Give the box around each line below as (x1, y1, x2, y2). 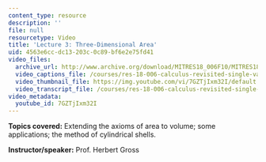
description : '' (8, 19, 62, 27)
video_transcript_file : (15, 85, 93, 93)
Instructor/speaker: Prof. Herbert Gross (8, 145, 140, 155)
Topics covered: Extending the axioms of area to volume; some (8, 122, 216, 131)
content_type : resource (8, 11, 87, 20)
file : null (8, 26, 44, 34)
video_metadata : (8, 92, 62, 100)
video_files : (8, 56, 51, 64)
